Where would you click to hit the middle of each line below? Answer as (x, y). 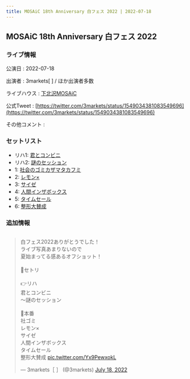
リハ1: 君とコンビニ (38, 155)
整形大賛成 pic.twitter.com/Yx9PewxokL (68, 357)
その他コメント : (25, 125)
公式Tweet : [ (22, 106)
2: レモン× (27, 177)
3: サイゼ (25, 184)
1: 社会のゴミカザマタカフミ (48, 170)
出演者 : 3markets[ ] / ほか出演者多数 (50, 81)
